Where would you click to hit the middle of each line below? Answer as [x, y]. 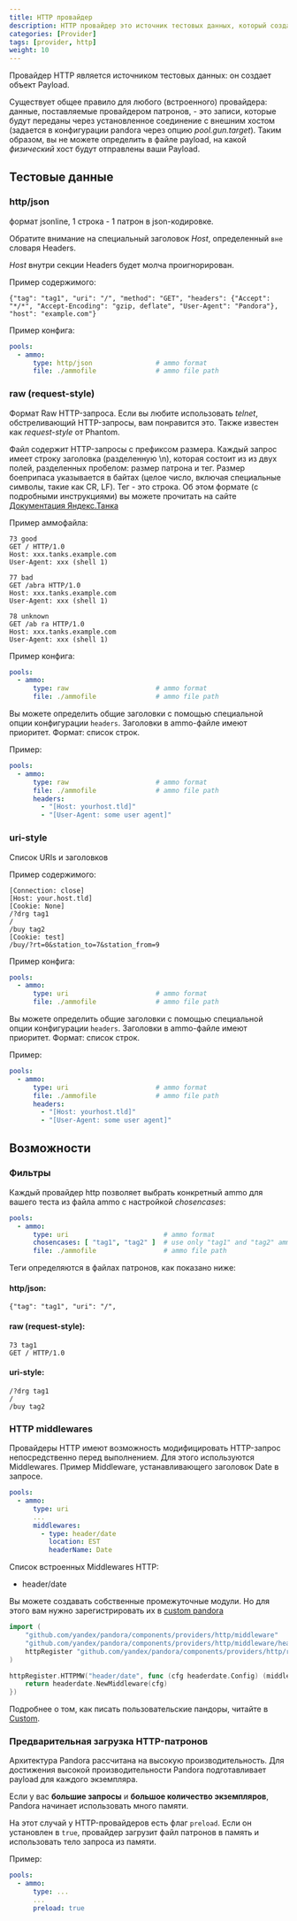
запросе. [26, 1476]
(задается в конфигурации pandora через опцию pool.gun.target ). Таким [145, 130]
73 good [23, 539]
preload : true [59, 1908]
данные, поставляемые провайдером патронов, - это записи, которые [143, 111]
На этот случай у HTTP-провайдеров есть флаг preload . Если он [130, 1823]
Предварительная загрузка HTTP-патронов [109, 1741]
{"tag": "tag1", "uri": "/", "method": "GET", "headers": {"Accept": [140, 298]
